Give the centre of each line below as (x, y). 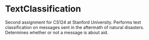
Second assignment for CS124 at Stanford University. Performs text (73, 22)
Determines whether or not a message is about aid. (57, 32)
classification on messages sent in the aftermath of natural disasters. (75, 27)
